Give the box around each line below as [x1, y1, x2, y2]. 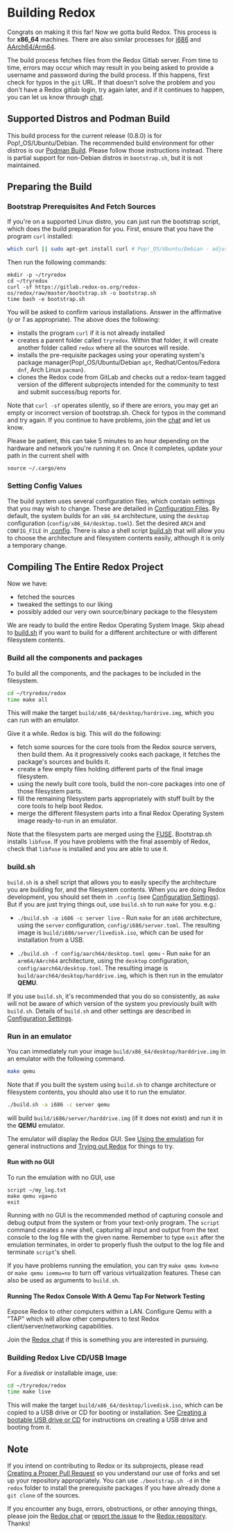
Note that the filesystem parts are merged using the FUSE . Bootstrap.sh [7, 830, 212, 839]
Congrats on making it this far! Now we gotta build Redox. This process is [7, 28, 217, 36]
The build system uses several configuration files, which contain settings [7, 497, 216, 505]
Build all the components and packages [7, 653, 143, 663]
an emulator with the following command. [7, 1054, 126, 1063]
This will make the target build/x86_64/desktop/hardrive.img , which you [7, 709, 214, 717]
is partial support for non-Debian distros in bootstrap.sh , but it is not [7, 153, 203, 162]
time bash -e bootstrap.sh [7, 296, 85, 303]
